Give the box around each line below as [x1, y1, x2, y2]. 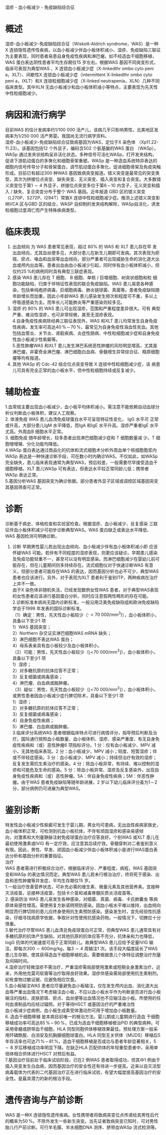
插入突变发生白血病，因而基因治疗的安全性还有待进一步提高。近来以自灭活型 [5, 1063, 161, 1069]
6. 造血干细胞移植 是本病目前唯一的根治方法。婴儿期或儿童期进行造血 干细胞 [5, 1013, 160, 1019]
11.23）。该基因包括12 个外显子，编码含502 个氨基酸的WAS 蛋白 [5, 145, 134, 151]
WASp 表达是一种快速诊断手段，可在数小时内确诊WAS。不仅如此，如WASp [5, 453, 158, 459]
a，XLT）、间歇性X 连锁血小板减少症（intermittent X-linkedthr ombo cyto [5, 71, 153, 78]
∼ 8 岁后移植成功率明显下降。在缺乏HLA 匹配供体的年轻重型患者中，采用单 [5, 1044, 158, 1050]
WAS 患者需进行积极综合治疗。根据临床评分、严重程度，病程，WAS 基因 [5, 865, 153, 871]
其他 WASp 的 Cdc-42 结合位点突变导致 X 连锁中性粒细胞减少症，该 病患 [12, 361, 161, 367]
